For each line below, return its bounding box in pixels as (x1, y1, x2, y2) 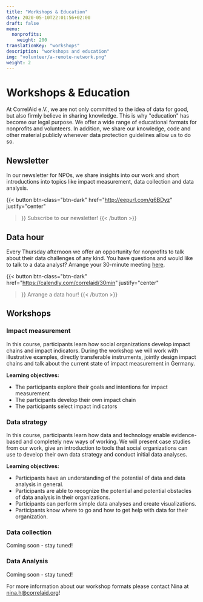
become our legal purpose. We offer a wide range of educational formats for (6, 119, 197, 126)
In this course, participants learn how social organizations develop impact (6, 340, 190, 347)
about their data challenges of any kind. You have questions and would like (6, 255, 193, 262)
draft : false (6, 20, 39, 26)
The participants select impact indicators (15, 403, 118, 410)
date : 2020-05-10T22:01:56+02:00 (6, 15, 91, 21)
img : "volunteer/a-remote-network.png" (6, 54, 107, 60)
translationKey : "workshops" (6, 43, 80, 49)
